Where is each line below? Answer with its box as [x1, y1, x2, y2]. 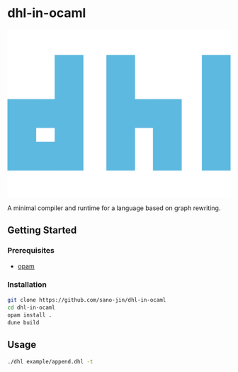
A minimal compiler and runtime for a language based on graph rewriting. [7, 204, 221, 212]
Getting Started [7, 224, 77, 236]
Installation [7, 279, 47, 289]
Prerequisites [7, 246, 55, 256]
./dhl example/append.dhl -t [7, 359, 93, 366]
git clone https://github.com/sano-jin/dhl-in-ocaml [7, 296, 166, 303]
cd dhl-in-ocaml [7, 304, 55, 311]
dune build [7, 319, 40, 326]
